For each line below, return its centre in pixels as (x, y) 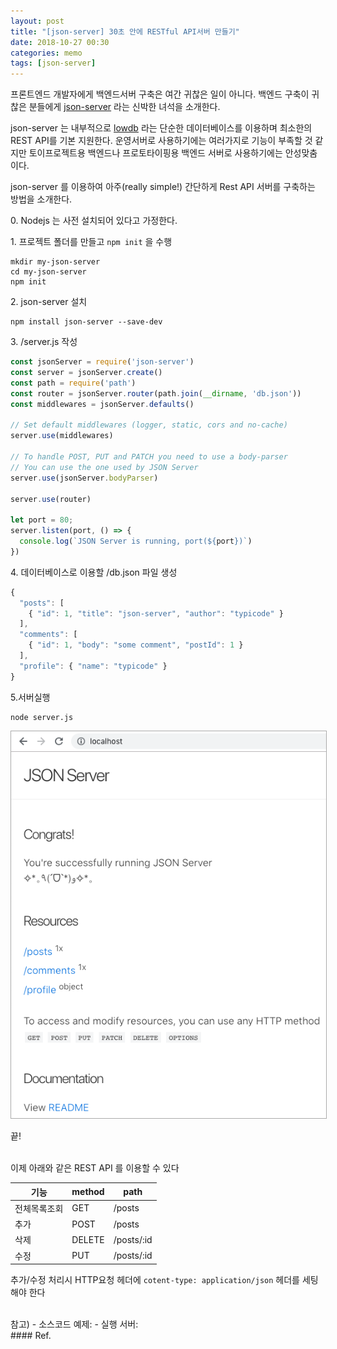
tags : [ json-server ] (53, 63)
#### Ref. (31, 1336)
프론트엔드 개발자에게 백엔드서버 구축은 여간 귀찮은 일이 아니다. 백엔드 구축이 (160, 94)
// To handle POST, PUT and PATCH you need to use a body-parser (149, 457)
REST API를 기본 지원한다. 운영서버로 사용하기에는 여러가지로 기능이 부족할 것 (161, 141)
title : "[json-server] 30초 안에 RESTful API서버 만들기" (125, 31)
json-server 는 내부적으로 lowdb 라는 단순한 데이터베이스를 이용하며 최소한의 (161, 128)
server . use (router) (51, 499)
